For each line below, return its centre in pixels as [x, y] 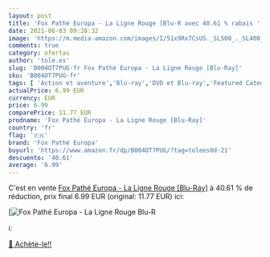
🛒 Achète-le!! [30, 244]
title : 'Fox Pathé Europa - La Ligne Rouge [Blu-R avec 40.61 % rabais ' [135, 23]
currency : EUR [32, 98]
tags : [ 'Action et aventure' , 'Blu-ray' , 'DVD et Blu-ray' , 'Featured [125, 83]
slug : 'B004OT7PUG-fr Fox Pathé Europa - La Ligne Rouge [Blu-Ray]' [125, 68]
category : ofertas [39, 53]
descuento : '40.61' [41, 157]
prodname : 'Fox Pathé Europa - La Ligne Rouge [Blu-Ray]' [107, 120]
